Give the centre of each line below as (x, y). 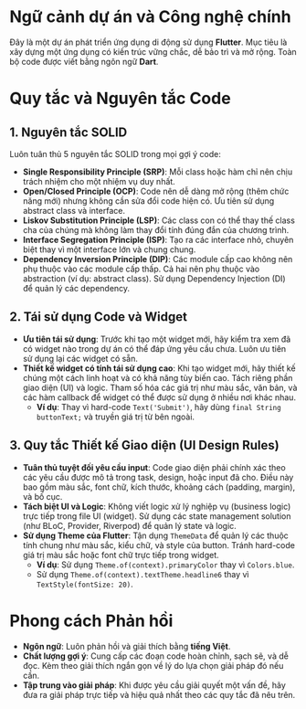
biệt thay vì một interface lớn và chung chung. (109, 249)
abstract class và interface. (74, 210)
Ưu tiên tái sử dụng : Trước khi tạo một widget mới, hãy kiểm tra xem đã (157, 339)
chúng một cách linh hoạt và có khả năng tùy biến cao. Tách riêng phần (158, 377)
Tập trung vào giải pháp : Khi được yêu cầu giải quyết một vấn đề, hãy (154, 685)
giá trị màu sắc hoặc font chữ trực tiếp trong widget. (121, 555)
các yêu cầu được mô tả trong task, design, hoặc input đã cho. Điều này (158, 477)
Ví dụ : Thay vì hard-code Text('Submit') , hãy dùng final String (158, 407)
